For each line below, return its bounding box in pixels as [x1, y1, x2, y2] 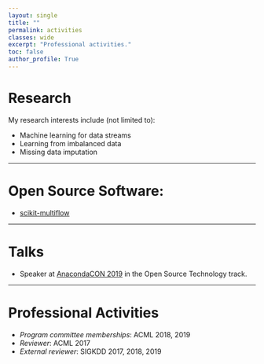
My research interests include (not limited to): [8, 115, 156, 124]
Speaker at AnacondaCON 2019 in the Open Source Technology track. [19, 269, 247, 278]
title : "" [8, 19, 41, 27]
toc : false [8, 48, 44, 56]
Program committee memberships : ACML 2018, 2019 [19, 329, 191, 339]
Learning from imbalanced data [19, 138, 122, 148]
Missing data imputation [19, 147, 98, 156]
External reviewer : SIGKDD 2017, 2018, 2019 [19, 347, 162, 356]
